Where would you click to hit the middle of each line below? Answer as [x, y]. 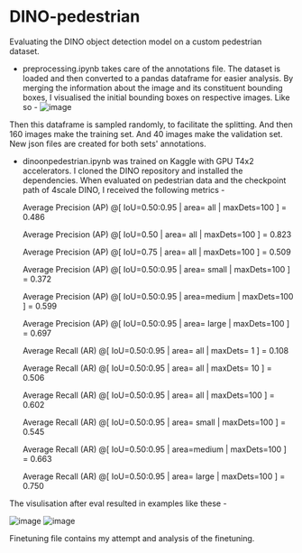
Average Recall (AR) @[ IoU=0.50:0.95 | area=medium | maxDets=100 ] [154, 449]
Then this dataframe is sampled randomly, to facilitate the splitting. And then [151, 124]
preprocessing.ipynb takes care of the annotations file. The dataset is [151, 69]
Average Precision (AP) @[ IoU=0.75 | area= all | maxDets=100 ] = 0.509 [156, 252]
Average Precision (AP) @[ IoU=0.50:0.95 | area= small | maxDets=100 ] [156, 269]
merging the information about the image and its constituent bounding [152, 88]
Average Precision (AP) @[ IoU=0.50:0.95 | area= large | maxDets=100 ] [156, 323]
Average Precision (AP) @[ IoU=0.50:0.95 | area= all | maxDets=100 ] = [154, 207]
